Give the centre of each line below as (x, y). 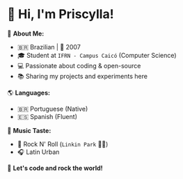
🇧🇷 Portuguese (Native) (53, 109)
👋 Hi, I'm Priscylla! (61, 14)
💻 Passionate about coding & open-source (79, 65)
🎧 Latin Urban (38, 152)
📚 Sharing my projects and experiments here (82, 76)
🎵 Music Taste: (29, 130)
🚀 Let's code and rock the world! (55, 168)
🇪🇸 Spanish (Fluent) (47, 116)
